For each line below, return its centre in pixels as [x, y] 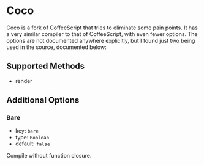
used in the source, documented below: [56, 47]
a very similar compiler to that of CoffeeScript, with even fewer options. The [102, 34]
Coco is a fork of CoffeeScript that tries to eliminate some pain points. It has [102, 28]
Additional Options [43, 101]
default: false [32, 144]
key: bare [27, 131]
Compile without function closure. [49, 156]
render [24, 81]
